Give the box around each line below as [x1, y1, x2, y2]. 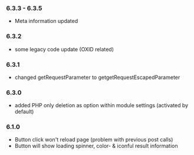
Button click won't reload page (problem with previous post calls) [14, 136, 173, 143]
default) [14, 108, 34, 116]
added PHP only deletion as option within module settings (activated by [14, 102, 189, 109]
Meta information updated [14, 18, 78, 25]
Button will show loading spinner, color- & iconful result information [14, 143, 178, 150]
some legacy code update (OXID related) [14, 45, 114, 52]
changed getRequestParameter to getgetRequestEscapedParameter [14, 74, 180, 81]
